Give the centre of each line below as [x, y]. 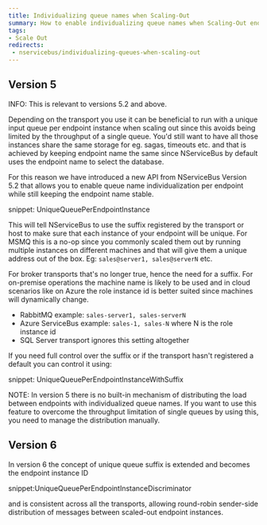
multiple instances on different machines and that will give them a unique [128, 250]
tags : [17, 30]
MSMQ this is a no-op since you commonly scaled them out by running [124, 241]
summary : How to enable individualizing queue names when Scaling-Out [128, 23]
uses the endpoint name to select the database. [86, 161]
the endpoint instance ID [48, 472]
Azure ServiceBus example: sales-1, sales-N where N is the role [126, 323]
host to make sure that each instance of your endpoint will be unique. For [128, 233]
